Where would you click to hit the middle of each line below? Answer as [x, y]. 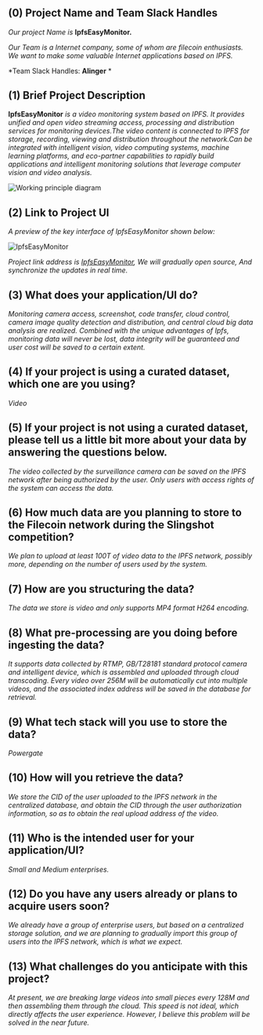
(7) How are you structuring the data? [101, 589]
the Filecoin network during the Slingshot [111, 525]
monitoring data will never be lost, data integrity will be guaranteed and [124, 339]
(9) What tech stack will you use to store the [118, 722]
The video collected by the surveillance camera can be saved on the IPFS [127, 471]
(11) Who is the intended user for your [101, 838]
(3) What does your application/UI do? [103, 295]
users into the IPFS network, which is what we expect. [95, 942]
